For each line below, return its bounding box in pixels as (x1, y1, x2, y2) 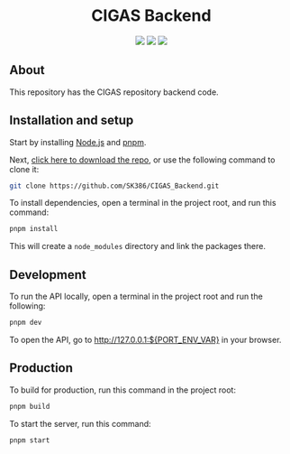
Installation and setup (9, 113, 134, 128)
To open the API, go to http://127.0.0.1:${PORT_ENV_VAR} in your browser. (9, 335, 282, 345)
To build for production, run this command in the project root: (9, 385, 237, 395)
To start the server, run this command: (9, 418, 151, 429)
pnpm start (9, 435, 50, 445)
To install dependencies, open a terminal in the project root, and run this (9, 198, 276, 208)
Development (9, 267, 87, 283)
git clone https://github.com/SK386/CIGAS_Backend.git (9, 181, 220, 190)
